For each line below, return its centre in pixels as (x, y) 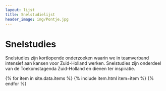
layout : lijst (20, 10)
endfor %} (16, 84)
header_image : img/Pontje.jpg (37, 19)
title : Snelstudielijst (30, 15)
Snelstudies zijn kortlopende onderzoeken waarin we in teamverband (77, 58)
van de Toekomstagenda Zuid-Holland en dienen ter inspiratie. (70, 69)
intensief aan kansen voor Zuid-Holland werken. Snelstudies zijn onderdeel (83, 63)
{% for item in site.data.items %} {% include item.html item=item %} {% (79, 78)
